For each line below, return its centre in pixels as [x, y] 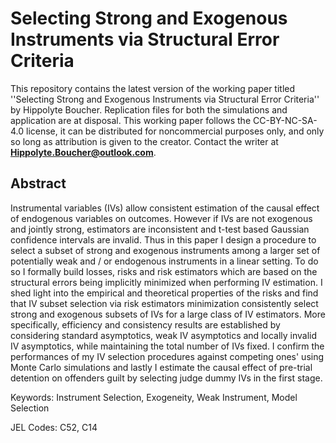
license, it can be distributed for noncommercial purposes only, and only [175, 131]
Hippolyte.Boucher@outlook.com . [83, 152]
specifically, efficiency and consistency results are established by [145, 324]
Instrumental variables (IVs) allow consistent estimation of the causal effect [165, 208]
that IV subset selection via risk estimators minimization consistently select [164, 303]
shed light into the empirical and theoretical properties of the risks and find [164, 293]
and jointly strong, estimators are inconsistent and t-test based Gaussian [160, 229]
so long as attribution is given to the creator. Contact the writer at [144, 141]
